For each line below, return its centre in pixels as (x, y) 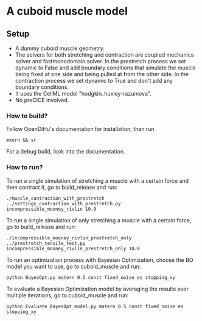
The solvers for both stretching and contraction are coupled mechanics (104, 55)
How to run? (25, 168)
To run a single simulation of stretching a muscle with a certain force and (98, 180)
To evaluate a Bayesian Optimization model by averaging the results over (97, 289)
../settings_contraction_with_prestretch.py (64, 203)
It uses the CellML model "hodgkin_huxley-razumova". (83, 93)
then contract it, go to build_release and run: (62, 187)
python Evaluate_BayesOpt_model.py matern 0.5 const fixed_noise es (95, 306)
